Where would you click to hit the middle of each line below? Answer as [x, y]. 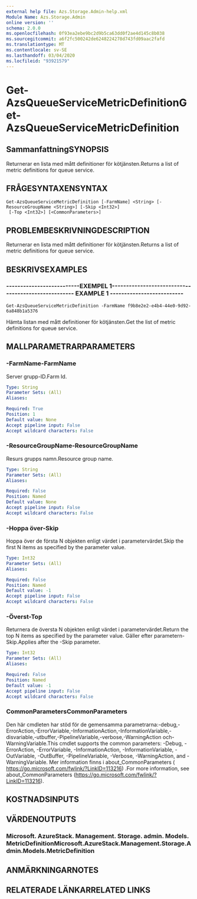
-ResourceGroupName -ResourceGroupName [72, 446]
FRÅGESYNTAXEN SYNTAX [57, 188]
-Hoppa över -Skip [32, 528]
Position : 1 [21, 414]
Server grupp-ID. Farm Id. [37, 376]
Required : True [25, 409]
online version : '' [30, 22]
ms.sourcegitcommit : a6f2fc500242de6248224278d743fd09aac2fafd [86, 39]
